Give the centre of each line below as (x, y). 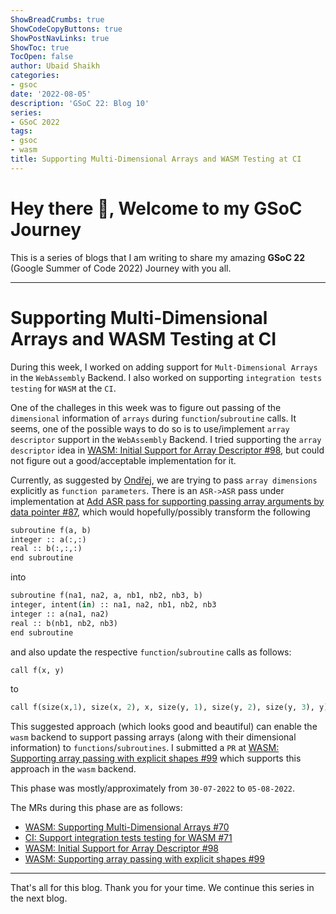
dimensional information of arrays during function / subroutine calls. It (153, 418)
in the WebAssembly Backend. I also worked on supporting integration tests (166, 377)
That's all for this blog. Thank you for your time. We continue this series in (162, 888)
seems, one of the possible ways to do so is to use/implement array (150, 428)
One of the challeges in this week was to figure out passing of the (146, 407)
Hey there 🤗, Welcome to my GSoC (156, 208)
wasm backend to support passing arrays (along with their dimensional (153, 737)
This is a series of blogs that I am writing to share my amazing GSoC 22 (157, 257)
